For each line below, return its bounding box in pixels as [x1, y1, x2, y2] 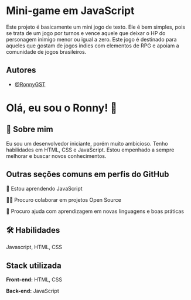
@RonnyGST [14, 81, 46, 88]
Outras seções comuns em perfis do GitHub [6, 170, 169, 180]
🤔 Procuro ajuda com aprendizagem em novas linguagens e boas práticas [6, 208, 185, 215]
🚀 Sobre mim [6, 125, 54, 135]
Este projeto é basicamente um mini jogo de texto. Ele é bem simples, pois [6, 23, 186, 30]
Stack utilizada [6, 260, 62, 270]
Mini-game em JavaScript [6, 4, 135, 18]
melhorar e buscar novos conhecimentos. [6, 152, 107, 159]
